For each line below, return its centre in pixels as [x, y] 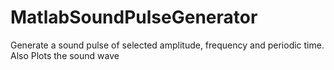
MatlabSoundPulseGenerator [134, 17]
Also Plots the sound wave [65, 55]
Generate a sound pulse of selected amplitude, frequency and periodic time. [167, 45]
